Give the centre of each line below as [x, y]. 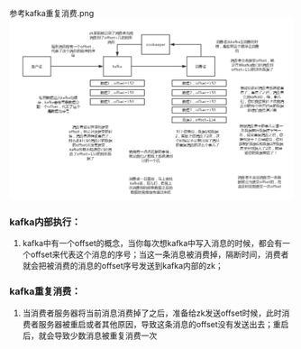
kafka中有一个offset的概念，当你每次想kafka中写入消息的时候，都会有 [152, 243]
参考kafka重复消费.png [52, 13]
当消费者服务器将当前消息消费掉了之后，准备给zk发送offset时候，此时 [152, 313]
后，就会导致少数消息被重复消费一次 [90, 335]
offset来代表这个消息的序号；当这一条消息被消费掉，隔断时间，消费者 [160, 254]
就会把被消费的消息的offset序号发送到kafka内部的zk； [123, 266]
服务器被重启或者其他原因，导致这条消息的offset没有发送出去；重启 [164, 324]
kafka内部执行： [45, 222]
